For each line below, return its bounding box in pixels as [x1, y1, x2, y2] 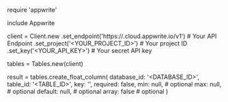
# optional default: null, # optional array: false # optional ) [7, 88, 169, 95]
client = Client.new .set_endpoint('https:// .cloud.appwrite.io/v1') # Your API [7, 32, 217, 40]
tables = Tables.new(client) [7, 60, 84, 67]
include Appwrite [7, 19, 55, 27]
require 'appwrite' [7, 6, 57, 14]
